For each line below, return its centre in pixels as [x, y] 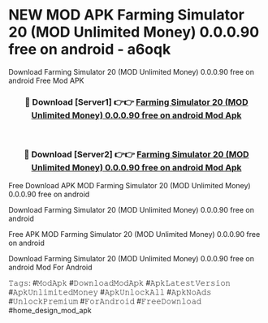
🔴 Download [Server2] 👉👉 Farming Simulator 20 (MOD [136, 154]
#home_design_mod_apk [50, 310]
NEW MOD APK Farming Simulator [127, 15]
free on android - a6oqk [90, 50]
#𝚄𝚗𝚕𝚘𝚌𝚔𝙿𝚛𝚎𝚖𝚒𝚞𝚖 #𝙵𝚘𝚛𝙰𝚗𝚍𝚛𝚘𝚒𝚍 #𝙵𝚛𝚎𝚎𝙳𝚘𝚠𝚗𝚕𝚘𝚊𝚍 [105, 301]
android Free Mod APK [46, 80]
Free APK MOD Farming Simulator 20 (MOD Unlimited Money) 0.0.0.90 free [134, 234]
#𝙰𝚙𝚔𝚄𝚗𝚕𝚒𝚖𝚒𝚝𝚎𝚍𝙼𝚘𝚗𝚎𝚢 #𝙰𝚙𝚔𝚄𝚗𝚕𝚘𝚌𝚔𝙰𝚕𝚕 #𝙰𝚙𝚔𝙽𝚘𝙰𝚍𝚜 [110, 292]
